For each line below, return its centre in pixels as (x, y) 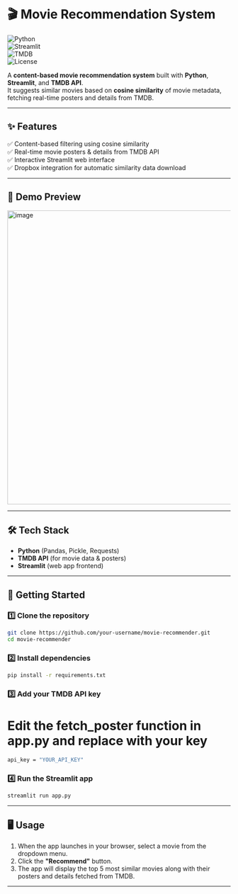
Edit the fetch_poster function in (104, 726)
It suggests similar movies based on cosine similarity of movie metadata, (114, 90)
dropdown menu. (42, 853)
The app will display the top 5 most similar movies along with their (114, 868)
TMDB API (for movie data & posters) (72, 558)
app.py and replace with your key (107, 741)
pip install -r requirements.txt (57, 675)
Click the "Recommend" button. (65, 861)
